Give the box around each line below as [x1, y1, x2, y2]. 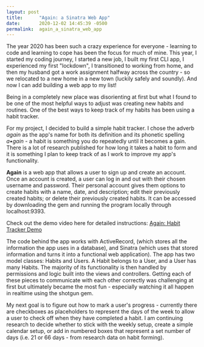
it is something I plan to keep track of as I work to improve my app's [6, 151, 177, 158]
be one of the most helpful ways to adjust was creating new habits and [6, 100, 184, 107]
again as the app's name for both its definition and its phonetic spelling [6, 131, 185, 138]
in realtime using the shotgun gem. [6, 290, 94, 297]
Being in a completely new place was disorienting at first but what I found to [6, 93, 197, 101]
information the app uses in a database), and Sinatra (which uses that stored [6, 245, 199, 252]
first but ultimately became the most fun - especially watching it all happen [6, 283, 194, 290]
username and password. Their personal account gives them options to [6, 182, 186, 189]
